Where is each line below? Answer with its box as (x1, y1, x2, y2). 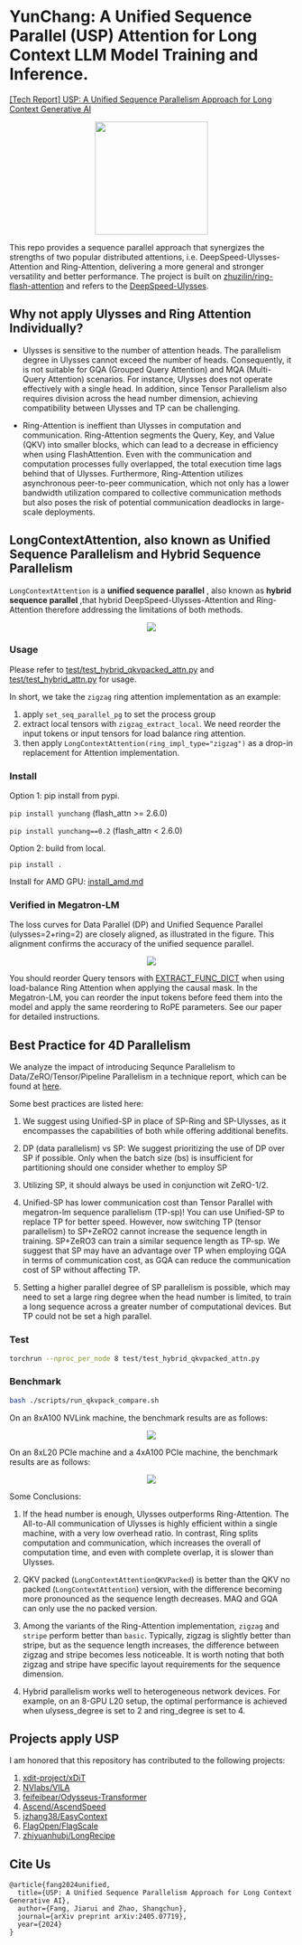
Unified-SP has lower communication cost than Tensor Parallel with (22, 1197, 273, 1208)
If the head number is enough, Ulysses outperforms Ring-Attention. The (22, 1508, 289, 1519)
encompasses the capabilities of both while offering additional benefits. (22, 1126, 288, 1137)
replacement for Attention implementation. (22, 747, 180, 758)
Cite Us (9, 1856, 51, 1872)
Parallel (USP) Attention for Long (9, 25, 258, 46)
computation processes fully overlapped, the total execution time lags (22, 458, 282, 469)
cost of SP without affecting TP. (22, 1264, 142, 1276)
